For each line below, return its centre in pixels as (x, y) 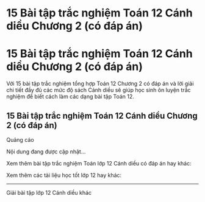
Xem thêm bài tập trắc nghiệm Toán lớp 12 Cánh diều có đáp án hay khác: (99, 163)
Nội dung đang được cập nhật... (46, 151)
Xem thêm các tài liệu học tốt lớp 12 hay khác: (64, 175)
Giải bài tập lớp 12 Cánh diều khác (49, 192)
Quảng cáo (20, 139)
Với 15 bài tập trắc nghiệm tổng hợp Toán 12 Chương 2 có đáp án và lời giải (100, 84)
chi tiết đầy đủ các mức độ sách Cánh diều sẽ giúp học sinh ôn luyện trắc (99, 90)
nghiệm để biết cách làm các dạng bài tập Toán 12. (70, 97)
